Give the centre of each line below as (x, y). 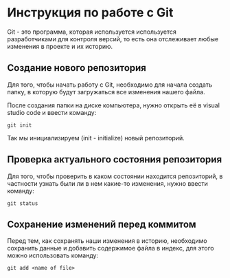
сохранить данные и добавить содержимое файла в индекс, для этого (111, 248)
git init (20, 125)
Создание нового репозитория (77, 68)
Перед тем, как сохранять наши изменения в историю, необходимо (107, 241)
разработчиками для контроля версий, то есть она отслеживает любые (113, 39)
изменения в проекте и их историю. (60, 46)
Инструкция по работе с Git (90, 13)
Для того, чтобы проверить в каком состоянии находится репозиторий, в (115, 176)
